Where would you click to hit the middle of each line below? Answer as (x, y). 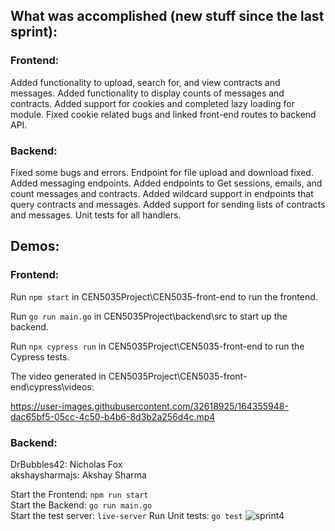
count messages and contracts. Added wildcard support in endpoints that (162, 193)
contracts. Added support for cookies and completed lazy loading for (152, 103)
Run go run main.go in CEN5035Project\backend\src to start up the (149, 316)
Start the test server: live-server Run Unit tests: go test (126, 515)
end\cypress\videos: (52, 386)
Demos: (35, 246)
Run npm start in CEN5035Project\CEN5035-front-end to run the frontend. (164, 296)
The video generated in (58, 376)
